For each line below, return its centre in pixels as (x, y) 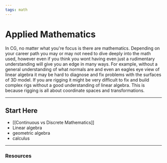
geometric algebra (31, 133)
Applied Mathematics (50, 34)
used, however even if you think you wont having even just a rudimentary (80, 59)
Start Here (22, 111)
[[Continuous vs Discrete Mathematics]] (53, 123)
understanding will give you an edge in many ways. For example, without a (82, 64)
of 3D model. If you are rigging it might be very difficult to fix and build (77, 80)
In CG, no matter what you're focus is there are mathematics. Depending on (83, 48)
